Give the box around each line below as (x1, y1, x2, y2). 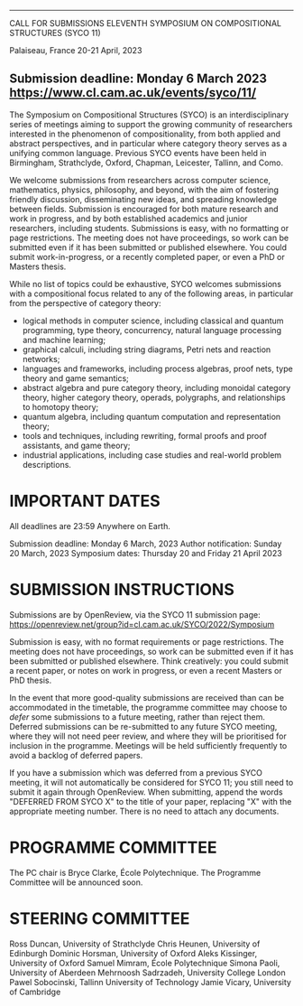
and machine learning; (22, 334, 106, 345)
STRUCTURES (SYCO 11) (9, 28, 101, 38)
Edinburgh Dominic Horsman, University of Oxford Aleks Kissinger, (9, 947, 258, 958)
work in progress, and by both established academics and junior (9, 213, 248, 224)
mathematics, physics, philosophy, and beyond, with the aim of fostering (9, 184, 280, 195)
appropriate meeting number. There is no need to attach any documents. (9, 806, 280, 816)
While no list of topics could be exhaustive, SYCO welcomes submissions (9, 278, 282, 289)
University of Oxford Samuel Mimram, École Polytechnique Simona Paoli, (9, 957, 280, 968)
